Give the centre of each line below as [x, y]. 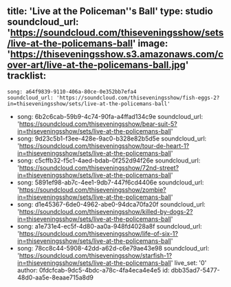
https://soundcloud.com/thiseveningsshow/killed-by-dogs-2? [106, 211]
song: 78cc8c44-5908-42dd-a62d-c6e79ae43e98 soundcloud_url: [113, 248]
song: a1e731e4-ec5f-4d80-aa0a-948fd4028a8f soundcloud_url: [109, 226]
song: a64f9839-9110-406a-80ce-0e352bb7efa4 [72, 92]
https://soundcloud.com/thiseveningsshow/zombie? [93, 189]
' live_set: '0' [189, 263]
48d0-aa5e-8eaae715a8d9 [55, 277]
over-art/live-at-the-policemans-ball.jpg [96, 65]
